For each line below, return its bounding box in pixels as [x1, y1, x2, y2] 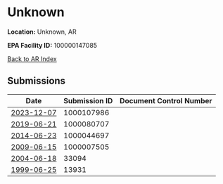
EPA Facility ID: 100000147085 [7, 41, 97, 49]
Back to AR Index [7, 54, 58, 63]
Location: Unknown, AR [7, 27, 77, 36]
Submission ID [63, 96, 113, 105]
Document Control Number [119, 96, 212, 105]
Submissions [7, 75, 65, 87]
